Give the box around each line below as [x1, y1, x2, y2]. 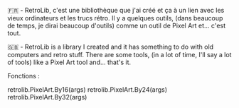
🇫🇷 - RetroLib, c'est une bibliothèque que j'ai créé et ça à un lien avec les [7, 6, 225, 14]
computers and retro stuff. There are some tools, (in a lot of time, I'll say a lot [7, 51, 232, 59]
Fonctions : [7, 72, 41, 80]
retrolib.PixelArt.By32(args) [7, 93, 87, 101]
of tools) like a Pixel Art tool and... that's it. [7, 58, 132, 66]
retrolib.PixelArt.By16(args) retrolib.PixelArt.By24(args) [7, 85, 168, 94]
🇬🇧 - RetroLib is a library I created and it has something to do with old [7, 42, 214, 51]
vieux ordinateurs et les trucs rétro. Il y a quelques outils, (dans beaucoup [7, 14, 223, 22]
